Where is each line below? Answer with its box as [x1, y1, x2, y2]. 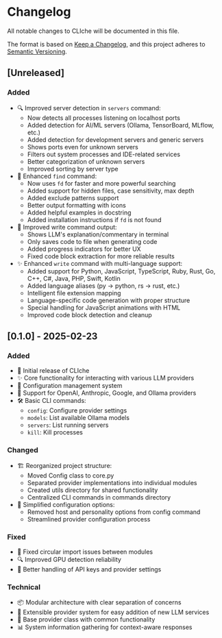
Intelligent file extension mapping [27, 289, 121, 297]
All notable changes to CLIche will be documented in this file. [7, 27, 180, 35]
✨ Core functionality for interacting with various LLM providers [16, 374, 195, 382]
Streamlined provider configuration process [27, 515, 151, 523]
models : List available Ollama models [27, 414, 130, 422]
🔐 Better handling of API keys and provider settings [16, 565, 162, 573]
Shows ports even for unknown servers [27, 143, 139, 151]
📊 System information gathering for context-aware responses [16, 623, 193, 631]
